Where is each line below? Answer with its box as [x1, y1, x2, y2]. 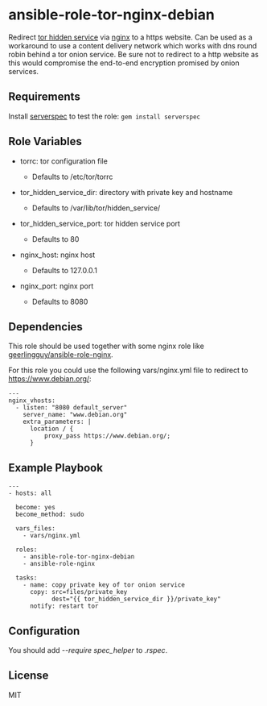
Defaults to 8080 [31, 297, 88, 306]
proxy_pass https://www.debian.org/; [43, 432, 171, 440]
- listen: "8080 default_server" [15, 404, 128, 412]
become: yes [15, 504, 56, 512]
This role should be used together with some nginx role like [8, 341, 205, 351]
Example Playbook [8, 461, 103, 475]
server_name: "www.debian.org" [23, 411, 128, 419]
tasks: [15, 574, 38, 582]
